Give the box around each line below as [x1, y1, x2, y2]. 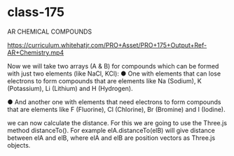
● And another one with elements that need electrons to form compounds [7, 97, 221, 106]
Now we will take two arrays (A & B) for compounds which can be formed [7, 62, 219, 70]
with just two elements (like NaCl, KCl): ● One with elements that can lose [7, 69, 221, 78]
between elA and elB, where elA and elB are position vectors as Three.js [7, 134, 216, 142]
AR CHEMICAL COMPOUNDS [7, 27, 92, 36]
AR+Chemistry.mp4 [7, 48, 64, 57]
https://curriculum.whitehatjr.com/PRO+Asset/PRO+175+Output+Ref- [7, 41, 207, 49]
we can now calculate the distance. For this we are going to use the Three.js [7, 118, 228, 127]
